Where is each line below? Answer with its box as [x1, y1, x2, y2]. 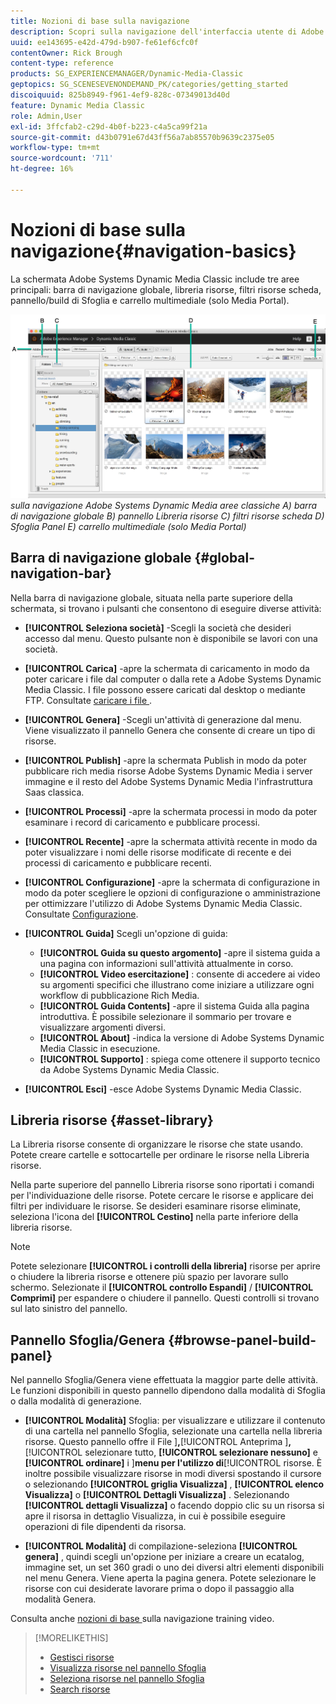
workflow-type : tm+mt [10, 143, 101, 153]
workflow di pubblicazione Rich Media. [39, 989, 200, 1001]
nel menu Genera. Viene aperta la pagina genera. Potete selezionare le [24, 1572, 317, 1584]
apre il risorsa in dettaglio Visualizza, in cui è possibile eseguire [24, 1510, 286, 1522]
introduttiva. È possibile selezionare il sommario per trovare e [39, 1010, 292, 1022]
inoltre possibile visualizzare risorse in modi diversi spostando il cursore [24, 1468, 322, 1480]
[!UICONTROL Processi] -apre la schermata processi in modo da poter [24, 805, 318, 817]
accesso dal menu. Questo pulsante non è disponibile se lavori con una [24, 632, 318, 644]
